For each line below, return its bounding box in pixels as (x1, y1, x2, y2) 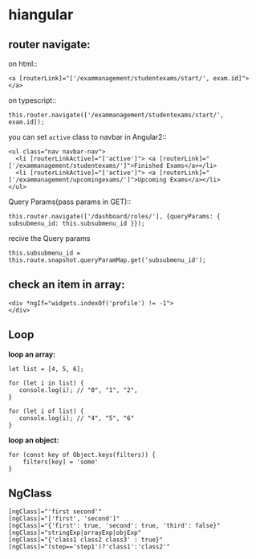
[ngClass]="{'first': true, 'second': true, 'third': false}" (8, 522, 221, 530)
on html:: (8, 59, 38, 68)
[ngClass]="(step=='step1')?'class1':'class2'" (8, 543, 171, 551)
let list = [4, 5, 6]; (8, 365, 84, 373)
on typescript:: (8, 96, 57, 105)
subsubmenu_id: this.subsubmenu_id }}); (8, 219, 146, 227)
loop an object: (8, 435, 59, 445)
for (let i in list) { (8, 379, 84, 387)
